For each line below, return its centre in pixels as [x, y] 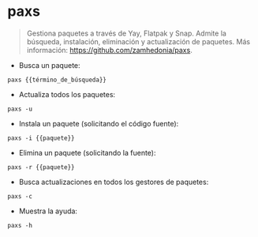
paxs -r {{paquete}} [41, 167]
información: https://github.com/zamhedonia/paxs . [109, 50]
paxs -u [20, 109]
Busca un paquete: [49, 65]
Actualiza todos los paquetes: [67, 94]
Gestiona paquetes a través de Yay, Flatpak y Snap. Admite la [126, 33]
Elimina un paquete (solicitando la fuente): [87, 152]
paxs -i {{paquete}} [41, 138]
